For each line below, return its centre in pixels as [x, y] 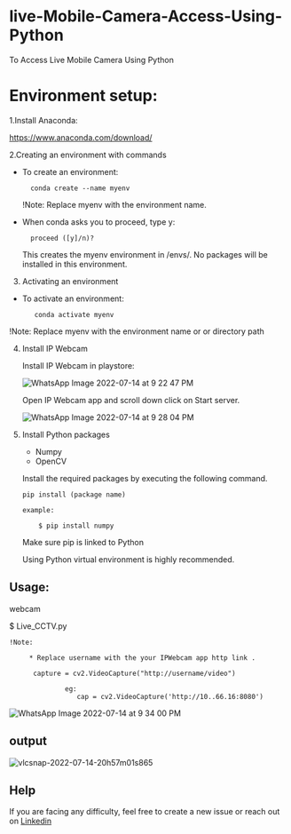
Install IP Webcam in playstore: [78, 365]
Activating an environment [70, 281]
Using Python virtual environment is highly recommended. [128, 559]
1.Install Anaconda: [43, 120]
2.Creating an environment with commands [88, 155]
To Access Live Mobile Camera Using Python [92, 60]
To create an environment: [70, 171]
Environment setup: [83, 96]
